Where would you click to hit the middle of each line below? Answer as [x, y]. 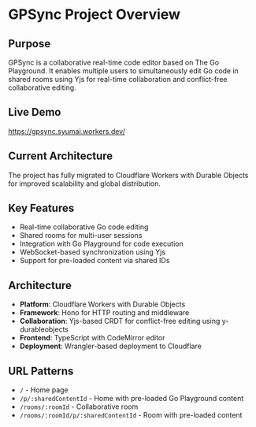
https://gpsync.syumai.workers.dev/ [67, 131]
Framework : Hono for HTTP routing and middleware [104, 313]
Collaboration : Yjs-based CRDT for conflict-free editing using [120, 321]
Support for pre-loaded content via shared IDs [95, 261]
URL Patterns [41, 371]
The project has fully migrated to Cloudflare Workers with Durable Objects [128, 175]
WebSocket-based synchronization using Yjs [93, 252]
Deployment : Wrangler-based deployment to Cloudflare [111, 346]
